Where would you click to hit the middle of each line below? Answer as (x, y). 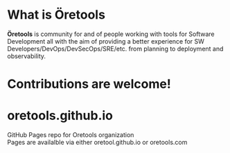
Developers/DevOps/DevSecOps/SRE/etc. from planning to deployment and (115, 48)
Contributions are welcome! (89, 84)
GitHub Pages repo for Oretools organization (71, 135)
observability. (27, 56)
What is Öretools (56, 15)
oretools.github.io (60, 116)
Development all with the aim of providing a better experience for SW (106, 41)
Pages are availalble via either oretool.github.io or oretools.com (97, 143)
